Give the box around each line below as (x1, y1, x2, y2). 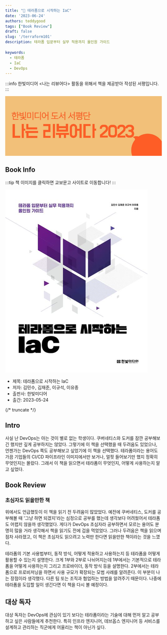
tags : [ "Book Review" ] (5, 24, 52, 29)
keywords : (5, 50, 26, 55)
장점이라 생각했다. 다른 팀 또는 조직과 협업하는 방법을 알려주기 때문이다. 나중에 (10, 575, 162, 582)
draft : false (5, 29, 32, 34)
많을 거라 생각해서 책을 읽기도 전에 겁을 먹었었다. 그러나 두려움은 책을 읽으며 (14, 528, 162, 533)
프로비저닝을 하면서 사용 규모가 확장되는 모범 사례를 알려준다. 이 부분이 (18, 569, 155, 575)
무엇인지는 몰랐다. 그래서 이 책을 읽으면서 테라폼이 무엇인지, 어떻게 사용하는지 (5, 460, 155, 466)
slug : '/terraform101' (5, 34, 52, 39)
